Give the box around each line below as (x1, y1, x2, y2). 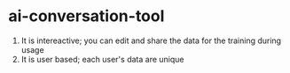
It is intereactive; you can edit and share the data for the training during (20, 35, 281, 46)
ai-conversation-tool (8, 6, 165, 26)
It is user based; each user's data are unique (20, 54, 184, 64)
